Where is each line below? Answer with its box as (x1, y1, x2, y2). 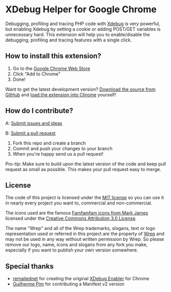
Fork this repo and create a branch (12, 140, 86, 146)
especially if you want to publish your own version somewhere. (5, 247, 138, 253)
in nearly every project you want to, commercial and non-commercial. (5, 200, 153, 206)
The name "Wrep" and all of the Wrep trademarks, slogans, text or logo (5, 225, 155, 232)
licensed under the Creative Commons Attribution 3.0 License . (5, 215, 137, 221)
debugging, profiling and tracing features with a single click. (5, 37, 132, 43)
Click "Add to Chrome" (12, 71, 61, 77)
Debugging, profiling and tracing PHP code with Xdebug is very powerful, (5, 20, 160, 27)
